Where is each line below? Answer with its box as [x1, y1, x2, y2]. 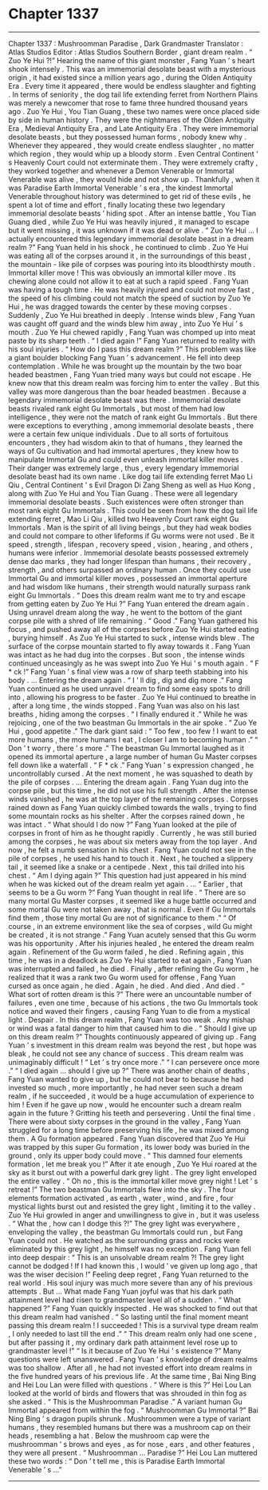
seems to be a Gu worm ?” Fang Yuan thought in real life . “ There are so [8, 888, 246, 897]
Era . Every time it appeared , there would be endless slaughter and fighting [8, 81, 257, 90]
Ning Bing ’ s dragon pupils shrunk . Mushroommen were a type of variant [8, 1413, 251, 1423]
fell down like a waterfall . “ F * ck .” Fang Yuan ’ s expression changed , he [8, 760, 254, 769]
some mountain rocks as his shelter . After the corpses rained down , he [8, 811, 246, 820]
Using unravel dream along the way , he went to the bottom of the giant [8, 607, 242, 617]
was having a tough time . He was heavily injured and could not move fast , [8, 284, 254, 294]
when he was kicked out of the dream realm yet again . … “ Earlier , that [8, 879, 243, 888]
